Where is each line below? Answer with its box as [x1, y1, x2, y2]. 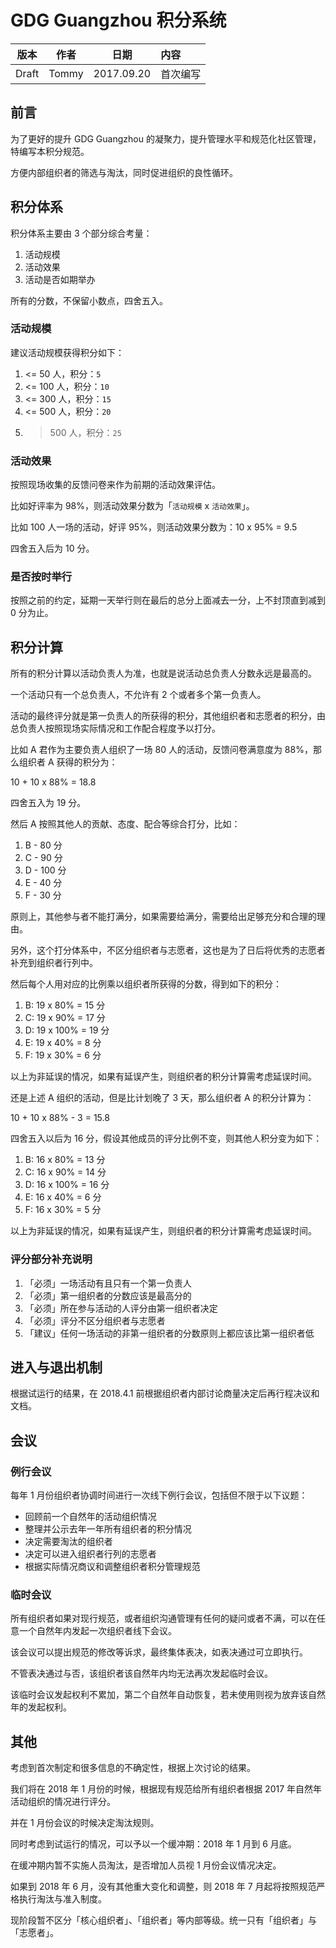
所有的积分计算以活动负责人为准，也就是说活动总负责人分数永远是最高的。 [10, 667, 317, 680]
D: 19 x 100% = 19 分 [24, 1024, 110, 1036]
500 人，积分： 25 [49, 426, 122, 438]
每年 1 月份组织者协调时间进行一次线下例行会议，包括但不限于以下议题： [10, 1489, 308, 1501]
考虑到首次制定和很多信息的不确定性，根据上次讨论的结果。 [10, 1762, 256, 1774]
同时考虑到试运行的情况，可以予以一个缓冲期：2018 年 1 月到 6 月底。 [10, 1838, 297, 1850]
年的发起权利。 [10, 1701, 72, 1713]
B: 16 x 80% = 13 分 [24, 1154, 106, 1166]
